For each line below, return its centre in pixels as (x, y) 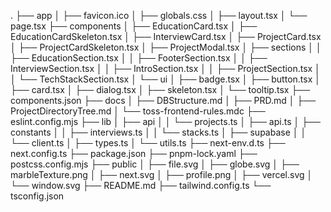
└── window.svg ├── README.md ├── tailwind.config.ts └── (141, 185)
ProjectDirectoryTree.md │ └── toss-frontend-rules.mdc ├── (138, 111)
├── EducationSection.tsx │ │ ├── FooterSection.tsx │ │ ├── (139, 58)
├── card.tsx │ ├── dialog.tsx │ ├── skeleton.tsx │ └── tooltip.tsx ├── (160, 89)
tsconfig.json (37, 196)
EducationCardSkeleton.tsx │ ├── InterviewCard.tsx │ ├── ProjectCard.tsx (166, 36)
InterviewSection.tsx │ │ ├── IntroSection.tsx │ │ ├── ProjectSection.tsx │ (165, 68)
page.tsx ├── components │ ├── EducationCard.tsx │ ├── (134, 26)
